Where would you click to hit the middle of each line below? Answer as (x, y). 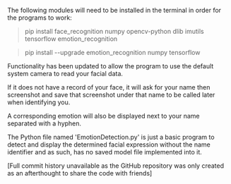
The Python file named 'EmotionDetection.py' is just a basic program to (111, 137)
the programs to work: (40, 18)
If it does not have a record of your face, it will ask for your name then (109, 87)
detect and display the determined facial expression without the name (109, 145)
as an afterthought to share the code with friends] (80, 173)
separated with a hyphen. (45, 123)
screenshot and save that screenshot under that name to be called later (111, 95)
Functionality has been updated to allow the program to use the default (111, 66)
